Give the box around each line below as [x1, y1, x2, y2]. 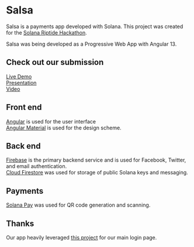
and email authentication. [6, 163, 67, 170]
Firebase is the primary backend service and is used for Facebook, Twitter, [6, 156, 186, 164]
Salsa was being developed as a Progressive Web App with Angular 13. [6, 40, 177, 47]
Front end [6, 102, 42, 112]
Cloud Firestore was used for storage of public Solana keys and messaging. [6, 169, 188, 176]
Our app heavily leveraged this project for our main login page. [6, 234, 157, 241]
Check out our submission [6, 57, 104, 67]
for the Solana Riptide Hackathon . [6, 29, 88, 36]
